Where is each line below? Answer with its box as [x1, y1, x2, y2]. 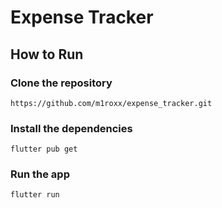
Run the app [10, 167, 70, 181]
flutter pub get [10, 144, 78, 155]
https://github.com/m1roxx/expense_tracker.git [10, 98, 213, 108]
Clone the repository [10, 76, 113, 90]
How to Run [10, 46, 84, 63]
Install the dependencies [10, 121, 133, 135]
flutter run [10, 190, 60, 200]
